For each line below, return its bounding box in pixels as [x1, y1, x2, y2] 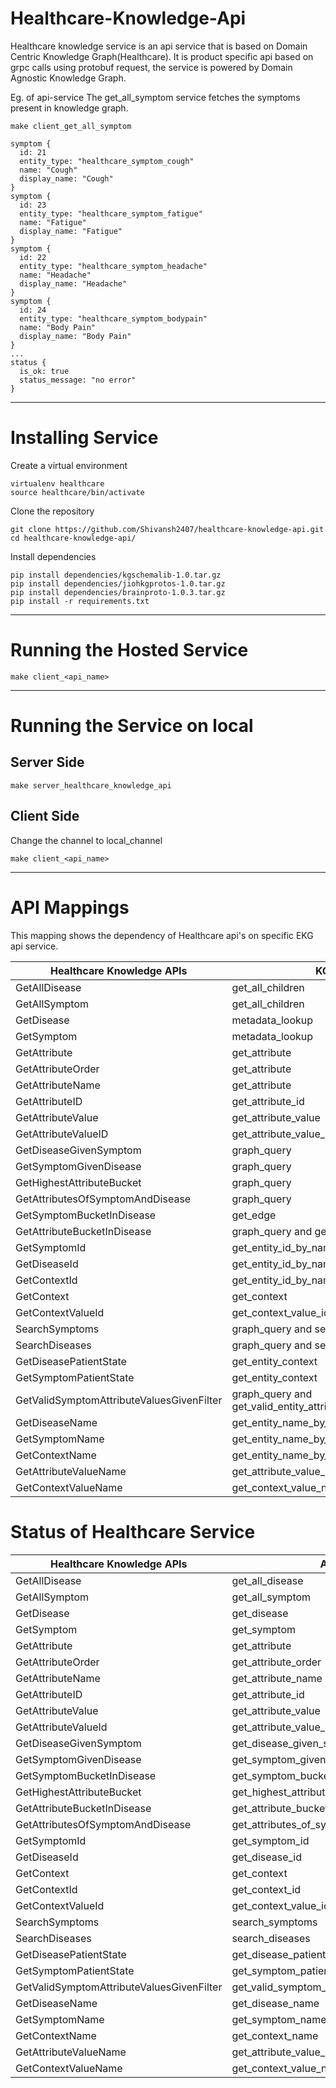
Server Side [10, 754, 85, 771]
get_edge [231, 1208, 277, 1222]
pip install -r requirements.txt [10, 596, 150, 606]
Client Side [10, 808, 80, 825]
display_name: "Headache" [19, 278, 128, 289]
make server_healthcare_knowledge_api [10, 780, 172, 791]
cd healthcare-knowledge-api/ [10, 533, 137, 543]
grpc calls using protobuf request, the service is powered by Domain [10, 61, 293, 73]
